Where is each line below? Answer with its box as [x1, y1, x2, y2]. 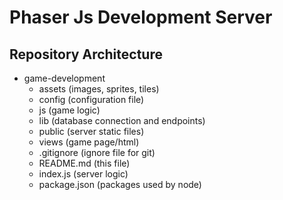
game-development [23, 72, 106, 84]
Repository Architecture [9, 46, 163, 63]
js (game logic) [38, 104, 101, 116]
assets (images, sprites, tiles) [38, 83, 160, 95]
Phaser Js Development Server [9, 6, 273, 29]
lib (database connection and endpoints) [38, 115, 206, 126]
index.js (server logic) [38, 168, 129, 180]
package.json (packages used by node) [38, 179, 202, 190]
